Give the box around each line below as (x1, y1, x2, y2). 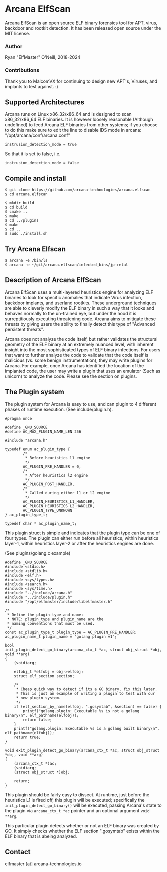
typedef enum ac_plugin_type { (5, 446, 70, 452)
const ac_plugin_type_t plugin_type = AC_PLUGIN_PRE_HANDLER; (5, 630, 137, 635)
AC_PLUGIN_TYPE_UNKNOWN (23, 508, 72, 513)
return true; (14, 735, 41, 740)
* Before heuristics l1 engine (25, 455, 91, 460)
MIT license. (5, 30, 31, 36)
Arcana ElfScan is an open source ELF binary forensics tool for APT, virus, (5, 20, 158, 26)
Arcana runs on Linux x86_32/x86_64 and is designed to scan (5, 111, 132, 117)
